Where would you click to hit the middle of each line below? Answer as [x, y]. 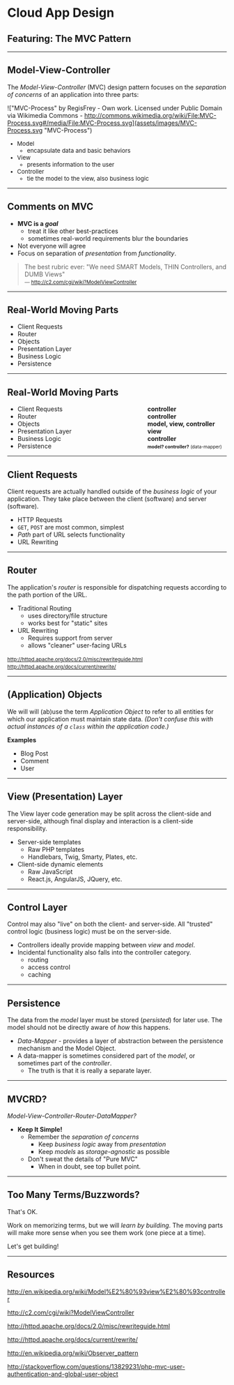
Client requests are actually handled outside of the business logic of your [112, 492]
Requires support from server [70, 638]
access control [49, 967]
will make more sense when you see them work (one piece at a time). [107, 1232]
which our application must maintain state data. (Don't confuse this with [110, 719]
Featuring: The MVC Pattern [69, 39]
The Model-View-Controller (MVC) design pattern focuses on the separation [117, 87]
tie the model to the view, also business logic [88, 178]
